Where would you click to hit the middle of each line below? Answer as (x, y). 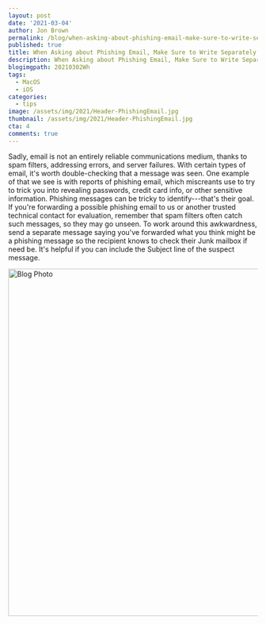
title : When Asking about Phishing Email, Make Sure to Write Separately (133, 52)
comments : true (33, 133)
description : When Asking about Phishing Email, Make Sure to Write (123, 60)
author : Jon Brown (38, 30)
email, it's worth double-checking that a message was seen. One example (129, 173)
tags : (17, 75)
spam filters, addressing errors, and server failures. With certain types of (127, 164)
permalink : (26, 38)
